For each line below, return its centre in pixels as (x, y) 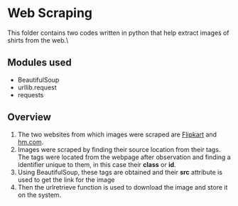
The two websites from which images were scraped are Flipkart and (117, 134)
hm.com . (31, 142)
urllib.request (37, 87)
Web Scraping (50, 13)
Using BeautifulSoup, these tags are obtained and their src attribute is (120, 172)
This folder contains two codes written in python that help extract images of (118, 33)
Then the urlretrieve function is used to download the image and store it (123, 187)
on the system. (39, 195)
